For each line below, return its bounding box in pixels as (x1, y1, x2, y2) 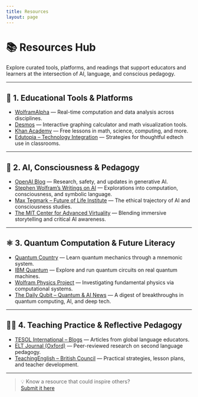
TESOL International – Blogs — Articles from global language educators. (14, 336, 190, 343)
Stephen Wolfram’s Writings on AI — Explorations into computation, (14, 184, 179, 191)
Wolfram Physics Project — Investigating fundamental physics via (14, 279, 174, 286)
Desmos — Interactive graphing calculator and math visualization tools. (14, 121, 187, 128)
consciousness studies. (14, 203, 72, 210)
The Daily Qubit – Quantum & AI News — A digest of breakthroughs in (14, 291, 184, 298)
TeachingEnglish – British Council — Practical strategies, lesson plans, (14, 355, 186, 362)
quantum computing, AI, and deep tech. (14, 297, 111, 305)
